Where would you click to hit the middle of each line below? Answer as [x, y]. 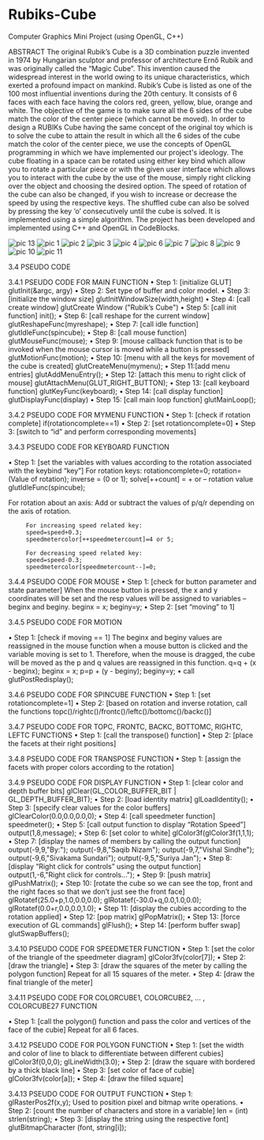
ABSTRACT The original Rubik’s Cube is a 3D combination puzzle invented [129, 51]
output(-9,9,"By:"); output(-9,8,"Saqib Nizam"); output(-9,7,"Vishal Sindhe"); [131, 849]
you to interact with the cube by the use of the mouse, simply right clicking [129, 177]
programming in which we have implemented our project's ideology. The [126, 152]
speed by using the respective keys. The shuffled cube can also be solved [129, 202]
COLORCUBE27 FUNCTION [53, 1006]
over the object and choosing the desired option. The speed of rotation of [127, 186]
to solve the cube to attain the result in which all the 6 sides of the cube [124, 135]
